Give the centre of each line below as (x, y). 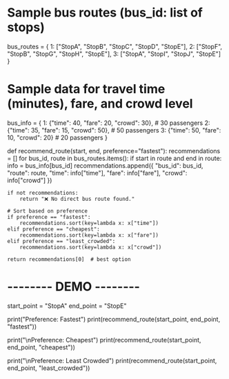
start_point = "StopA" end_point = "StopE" (67, 306)
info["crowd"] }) (30, 180)
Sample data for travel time (86, 89)
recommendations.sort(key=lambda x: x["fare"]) (89, 235)
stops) (26, 27)
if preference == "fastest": (49, 217)
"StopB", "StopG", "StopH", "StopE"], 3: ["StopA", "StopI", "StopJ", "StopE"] (114, 54)
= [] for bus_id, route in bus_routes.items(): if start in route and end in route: (114, 158)
